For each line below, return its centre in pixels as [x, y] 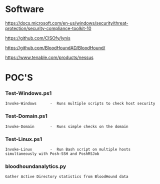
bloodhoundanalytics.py [36, 166]
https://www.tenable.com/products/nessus [49, 57]
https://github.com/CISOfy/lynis [38, 38]
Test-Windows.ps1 [28, 93]
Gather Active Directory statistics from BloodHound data [67, 177]
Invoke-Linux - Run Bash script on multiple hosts [68, 149]
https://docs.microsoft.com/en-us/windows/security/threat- [67, 23]
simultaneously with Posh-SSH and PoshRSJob [52, 154]
